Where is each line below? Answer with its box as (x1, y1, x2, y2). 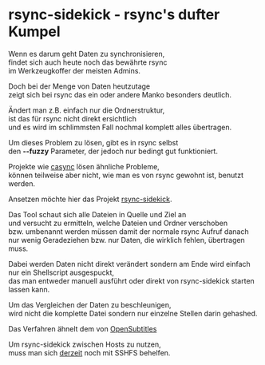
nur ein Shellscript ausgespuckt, (8, 268, 114, 277)
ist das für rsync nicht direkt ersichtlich (8, 113, 137, 123)
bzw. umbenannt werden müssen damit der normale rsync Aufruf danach (8, 226, 249, 236)
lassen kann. (8, 284, 50, 294)
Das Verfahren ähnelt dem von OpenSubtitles (8, 323, 157, 333)
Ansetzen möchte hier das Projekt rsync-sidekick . (8, 194, 172, 204)
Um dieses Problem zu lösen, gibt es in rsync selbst (8, 137, 179, 147)
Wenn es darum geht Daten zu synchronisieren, (8, 49, 165, 58)
